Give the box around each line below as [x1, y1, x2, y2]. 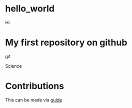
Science [5, 63, 22, 69]
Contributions [5, 81, 64, 92]
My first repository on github [5, 37, 127, 48]
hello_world [5, 3, 55, 14]
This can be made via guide [5, 97, 62, 103]
